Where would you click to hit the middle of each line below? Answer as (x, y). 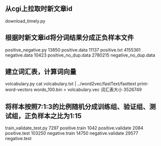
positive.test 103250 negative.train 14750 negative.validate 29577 (72, 133)
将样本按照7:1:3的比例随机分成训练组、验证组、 (77, 106)
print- (143, 84)
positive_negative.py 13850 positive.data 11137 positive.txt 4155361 (73, 50)
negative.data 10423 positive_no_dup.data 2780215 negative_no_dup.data (80, 55)
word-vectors (19, 89)
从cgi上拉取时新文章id (39, 9)
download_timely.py (25, 21)
